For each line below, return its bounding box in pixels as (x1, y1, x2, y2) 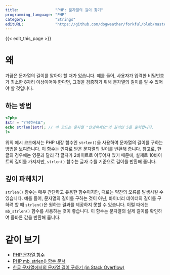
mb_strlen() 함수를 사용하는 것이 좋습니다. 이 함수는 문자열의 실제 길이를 (5, 208, 149, 214)
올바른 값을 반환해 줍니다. (10, 214, 61, 221)
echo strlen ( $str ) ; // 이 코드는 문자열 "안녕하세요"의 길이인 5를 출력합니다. (5, 125, 154, 130)
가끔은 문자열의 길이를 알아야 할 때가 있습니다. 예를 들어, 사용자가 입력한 (5, 73, 147, 79)
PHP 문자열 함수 (12, 252, 45, 258)
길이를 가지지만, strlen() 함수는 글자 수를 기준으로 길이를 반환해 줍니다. (14, 158, 157, 164)
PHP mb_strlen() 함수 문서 (12, 258, 66, 264)
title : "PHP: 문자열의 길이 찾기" (5, 7, 104, 13)
